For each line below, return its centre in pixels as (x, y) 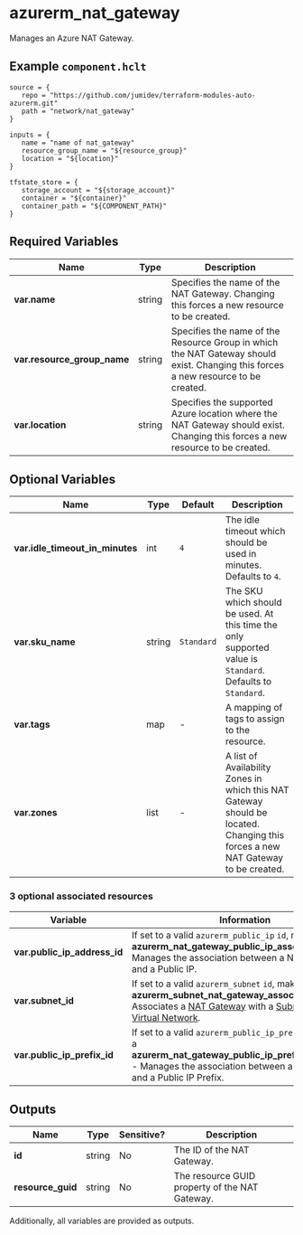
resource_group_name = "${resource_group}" (104, 151)
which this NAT (257, 790)
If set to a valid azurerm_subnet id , (203, 984)
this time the (251, 625)
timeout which (255, 532)
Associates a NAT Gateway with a (203, 1006)
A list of (241, 756)
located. (242, 824)
